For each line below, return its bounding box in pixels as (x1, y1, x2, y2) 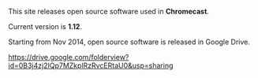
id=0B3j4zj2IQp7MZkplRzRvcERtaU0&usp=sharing (8, 61, 174, 70)
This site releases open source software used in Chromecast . (8, 7, 209, 16)
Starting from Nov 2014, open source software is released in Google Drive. (8, 37, 251, 46)
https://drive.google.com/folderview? (8, 53, 129, 61)
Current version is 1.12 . (8, 22, 83, 31)
